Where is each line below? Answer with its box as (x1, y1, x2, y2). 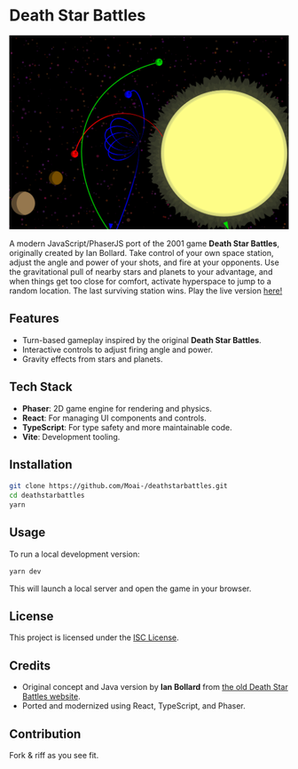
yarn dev (9, 566, 42, 576)
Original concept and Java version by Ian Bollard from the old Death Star (21, 682, 288, 693)
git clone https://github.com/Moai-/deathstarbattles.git (9, 482, 228, 491)
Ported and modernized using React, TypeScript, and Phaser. (21, 701, 246, 711)
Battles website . (21, 691, 82, 702)
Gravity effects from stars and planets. (21, 353, 163, 364)
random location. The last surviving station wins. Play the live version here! (9, 285, 283, 296)
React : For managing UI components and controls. (21, 413, 207, 423)
